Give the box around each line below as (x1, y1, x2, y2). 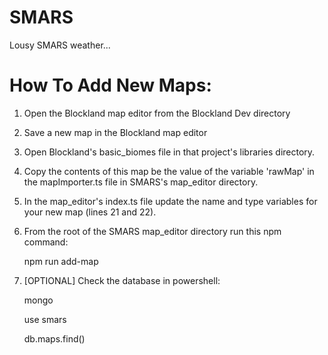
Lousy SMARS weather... (9, 39, 111, 51)
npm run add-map (23, 255, 99, 267)
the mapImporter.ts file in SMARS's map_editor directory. (23, 176, 259, 188)
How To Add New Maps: (9, 74, 212, 97)
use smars (23, 313, 67, 325)
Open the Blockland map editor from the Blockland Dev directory (23, 107, 291, 119)
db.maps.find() (23, 332, 86, 345)
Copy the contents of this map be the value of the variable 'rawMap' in (23, 165, 315, 177)
